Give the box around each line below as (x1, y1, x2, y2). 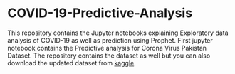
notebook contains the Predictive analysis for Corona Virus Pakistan (7, 43, 207, 52)
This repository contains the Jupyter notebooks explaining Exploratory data (7, 28, 229, 37)
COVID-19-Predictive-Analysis (7, 5, 193, 21)
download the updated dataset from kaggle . (7, 58, 137, 67)
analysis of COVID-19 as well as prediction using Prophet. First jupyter (7, 36, 213, 44)
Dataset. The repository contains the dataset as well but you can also (7, 51, 211, 60)
